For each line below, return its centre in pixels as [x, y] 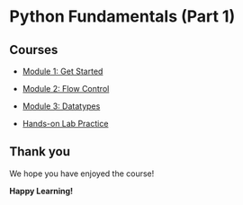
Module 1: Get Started [63, 71]
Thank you [40, 152]
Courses [34, 50]
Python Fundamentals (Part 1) [122, 17]
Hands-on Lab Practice [65, 124]
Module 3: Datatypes [61, 106]
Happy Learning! [41, 191]
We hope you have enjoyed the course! [82, 174]
